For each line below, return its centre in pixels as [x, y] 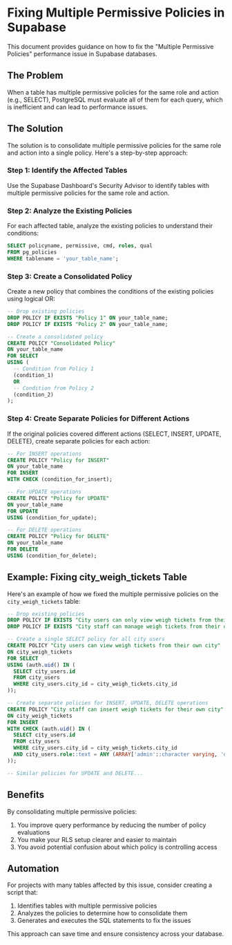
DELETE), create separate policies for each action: [79, 441]
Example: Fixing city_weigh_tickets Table [97, 577]
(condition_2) [33, 394]
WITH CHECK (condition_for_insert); [60, 479]
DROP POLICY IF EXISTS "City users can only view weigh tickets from [109, 620]
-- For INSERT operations [44, 454]
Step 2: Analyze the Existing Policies [70, 211]
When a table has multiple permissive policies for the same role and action [113, 92]
